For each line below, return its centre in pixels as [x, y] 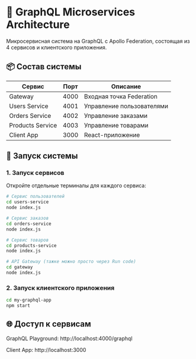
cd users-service [28, 202]
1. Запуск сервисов [35, 173]
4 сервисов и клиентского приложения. [57, 47]
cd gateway [20, 267]
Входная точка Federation [121, 96]
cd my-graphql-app [29, 300]
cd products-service [32, 245]
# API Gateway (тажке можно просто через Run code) [71, 262]
